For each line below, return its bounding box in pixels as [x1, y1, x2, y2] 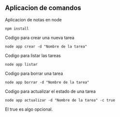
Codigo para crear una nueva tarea [5, 34, 75, 40]
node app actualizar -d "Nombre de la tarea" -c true [5, 98, 116, 102]
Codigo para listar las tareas [5, 52, 61, 58]
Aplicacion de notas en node [5, 17, 62, 22]
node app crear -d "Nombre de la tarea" [5, 44, 88, 49]
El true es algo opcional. [5, 106, 53, 112]
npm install [5, 26, 29, 31]
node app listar [5, 62, 38, 67]
